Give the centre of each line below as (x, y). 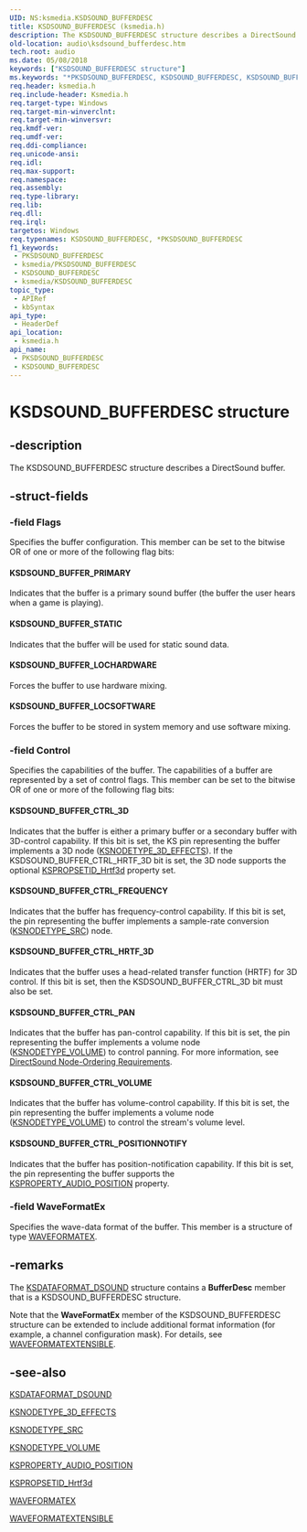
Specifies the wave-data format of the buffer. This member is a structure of (151, 1227)
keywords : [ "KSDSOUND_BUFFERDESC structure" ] (97, 70)
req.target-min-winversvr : (61, 120)
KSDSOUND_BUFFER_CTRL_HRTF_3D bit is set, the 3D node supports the (148, 860)
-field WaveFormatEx (58, 1206)
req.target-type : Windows (58, 103)
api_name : (28, 349)
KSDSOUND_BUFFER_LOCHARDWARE (83, 665)
